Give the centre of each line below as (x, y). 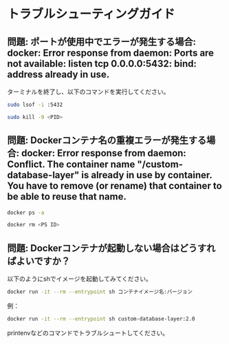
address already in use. (58, 74)
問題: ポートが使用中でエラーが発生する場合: (101, 42)
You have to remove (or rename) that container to (115, 186)
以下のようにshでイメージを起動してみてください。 (80, 279)
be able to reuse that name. (67, 197)
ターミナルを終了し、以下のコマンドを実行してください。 (88, 92)
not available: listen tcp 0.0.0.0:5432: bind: (102, 64)
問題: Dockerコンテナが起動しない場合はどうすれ (111, 248)
